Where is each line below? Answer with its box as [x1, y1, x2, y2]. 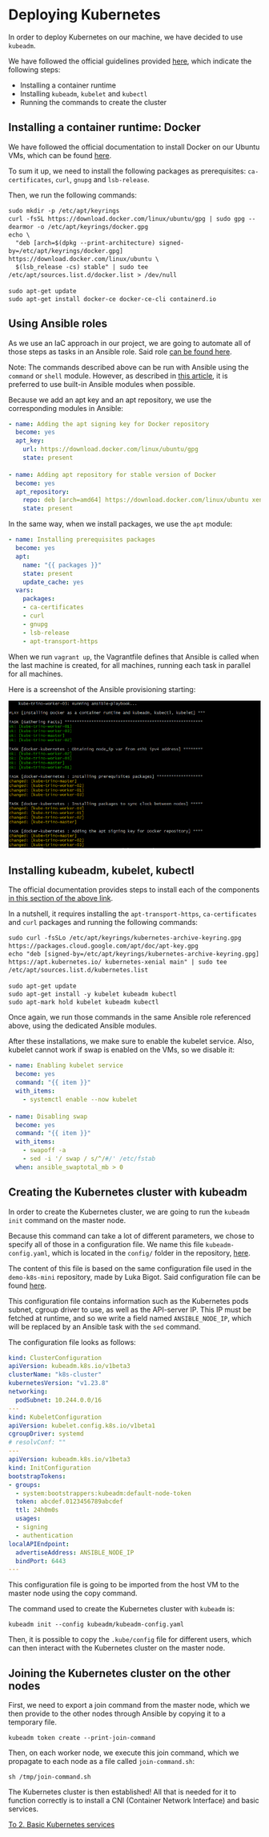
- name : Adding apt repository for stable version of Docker [8, 470, 217, 479]
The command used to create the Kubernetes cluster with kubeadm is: [8, 1604, 235, 1614]
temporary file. [8, 1717, 58, 1727]
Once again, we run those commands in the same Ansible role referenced [8, 1012, 251, 1022]
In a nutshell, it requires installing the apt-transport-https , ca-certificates [8, 909, 258, 918]
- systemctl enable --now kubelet [22, 1095, 138, 1103]
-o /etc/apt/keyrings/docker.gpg [37, 222, 149, 230]
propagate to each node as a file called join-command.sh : [8, 1757, 195, 1766]
